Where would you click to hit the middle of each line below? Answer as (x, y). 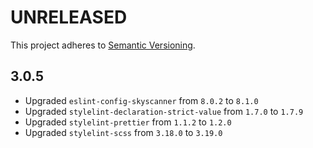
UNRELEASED (69, 17)
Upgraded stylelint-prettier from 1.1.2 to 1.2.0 (128, 122)
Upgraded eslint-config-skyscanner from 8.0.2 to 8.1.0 (141, 100)
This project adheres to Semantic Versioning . (103, 45)
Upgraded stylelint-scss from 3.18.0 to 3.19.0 (123, 132)
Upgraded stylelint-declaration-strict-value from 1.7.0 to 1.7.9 (164, 111)
